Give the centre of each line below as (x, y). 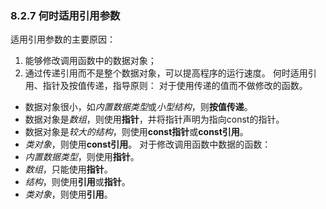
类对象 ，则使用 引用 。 (68, 194)
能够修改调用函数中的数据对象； (90, 61)
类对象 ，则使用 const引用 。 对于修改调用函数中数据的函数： (148, 144)
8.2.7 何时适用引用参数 (65, 15)
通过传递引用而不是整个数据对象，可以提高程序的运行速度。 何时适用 (166, 73)
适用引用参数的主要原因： (63, 39)
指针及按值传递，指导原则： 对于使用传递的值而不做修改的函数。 (175, 86)
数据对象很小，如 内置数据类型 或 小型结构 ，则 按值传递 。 (138, 107)
